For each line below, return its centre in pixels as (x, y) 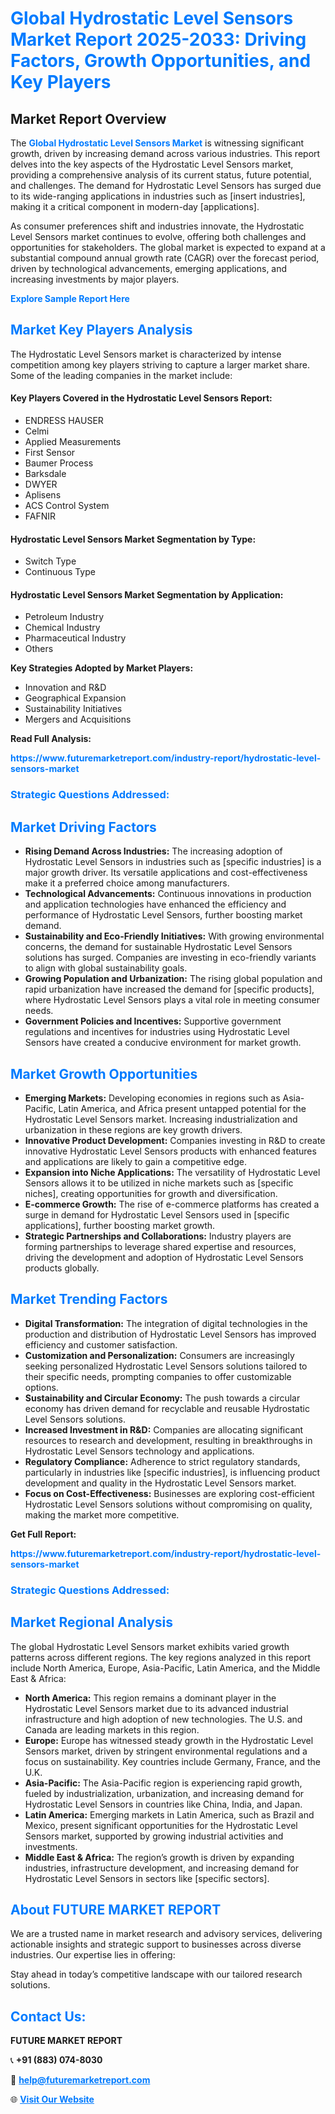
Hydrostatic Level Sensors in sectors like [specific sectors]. (147, 1878)
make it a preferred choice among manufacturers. (127, 883)
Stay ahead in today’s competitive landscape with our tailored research (156, 1974)
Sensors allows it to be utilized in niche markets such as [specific (159, 1183)
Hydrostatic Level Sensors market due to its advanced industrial (156, 1708)
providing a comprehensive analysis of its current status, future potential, (161, 175)
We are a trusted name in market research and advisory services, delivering (166, 1934)
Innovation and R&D (65, 688)
